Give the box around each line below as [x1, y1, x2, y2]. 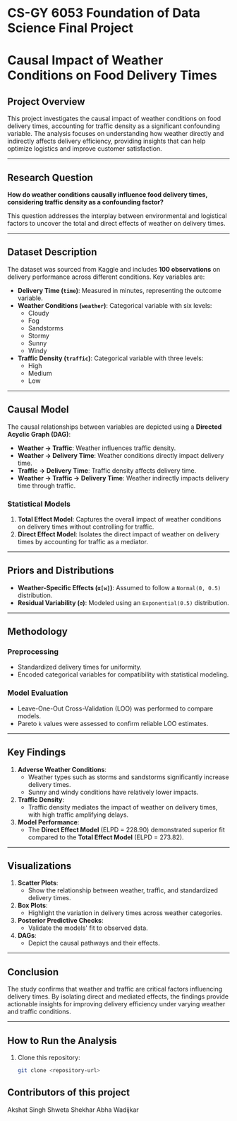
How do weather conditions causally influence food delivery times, [7, 190, 208, 199]
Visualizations [7, 860, 72, 872]
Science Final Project [7, 20, 134, 36]
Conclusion [7, 966, 59, 978]
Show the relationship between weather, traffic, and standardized [28, 886, 219, 895]
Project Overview [7, 96, 85, 108]
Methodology [7, 626, 68, 638]
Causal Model [7, 403, 69, 415]
